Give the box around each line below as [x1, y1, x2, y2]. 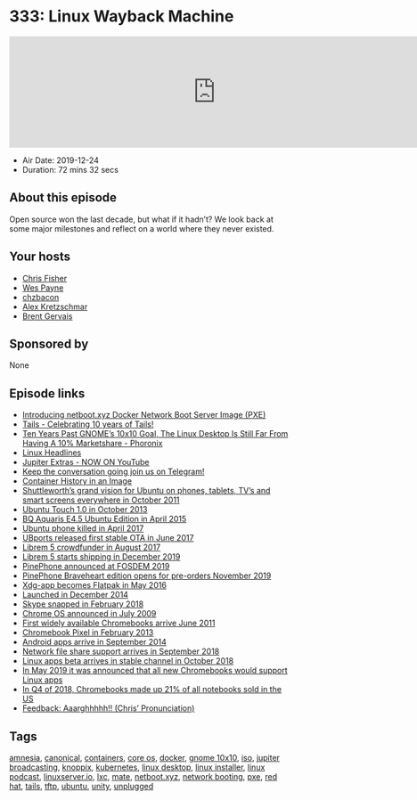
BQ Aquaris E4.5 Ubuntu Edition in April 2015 [21, 514, 187, 525]
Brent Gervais [21, 310, 73, 322]
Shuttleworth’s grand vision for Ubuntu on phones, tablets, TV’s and [21, 486, 271, 496]
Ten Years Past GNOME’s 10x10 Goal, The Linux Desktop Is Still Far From [21, 429, 289, 439]
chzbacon [21, 291, 60, 302]
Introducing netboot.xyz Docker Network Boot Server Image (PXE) [21, 410, 266, 420]
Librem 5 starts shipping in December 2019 [21, 551, 181, 562]
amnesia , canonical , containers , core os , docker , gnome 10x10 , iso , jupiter [9, 753, 281, 763]
